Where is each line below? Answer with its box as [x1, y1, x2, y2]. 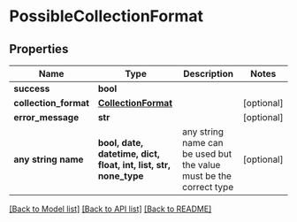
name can [182, 137, 224, 149]
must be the [182, 170, 232, 182]
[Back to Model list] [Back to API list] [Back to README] [9, 203, 212, 214]
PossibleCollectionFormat [9, 6, 204, 27]
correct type [182, 181, 234, 193]
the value [182, 159, 221, 171]
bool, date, [97, 137, 144, 149]
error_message [13, 111, 80, 123]
